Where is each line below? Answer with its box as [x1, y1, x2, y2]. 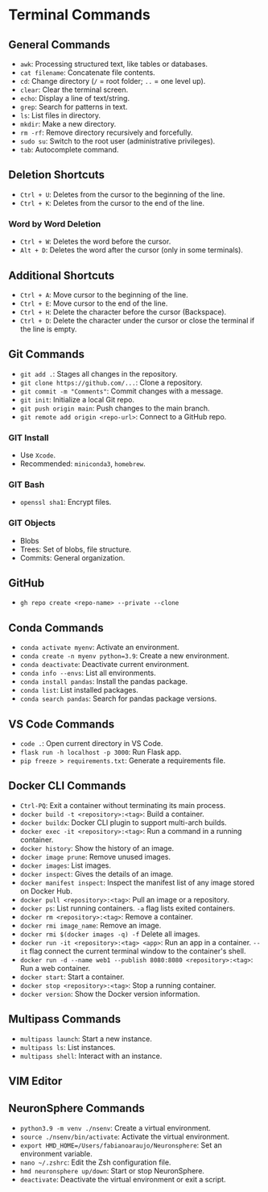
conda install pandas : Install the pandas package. [19, 677, 188, 686]
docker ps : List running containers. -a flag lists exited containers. [19, 903, 236, 913]
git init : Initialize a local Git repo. [19, 394, 135, 404]
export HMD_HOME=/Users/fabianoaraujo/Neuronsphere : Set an [19, 1140, 223, 1150]
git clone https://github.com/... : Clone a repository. [19, 377, 203, 387]
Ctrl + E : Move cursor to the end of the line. [19, 298, 168, 308]
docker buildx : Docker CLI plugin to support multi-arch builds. [19, 817, 227, 827]
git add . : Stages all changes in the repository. [19, 369, 178, 378]
